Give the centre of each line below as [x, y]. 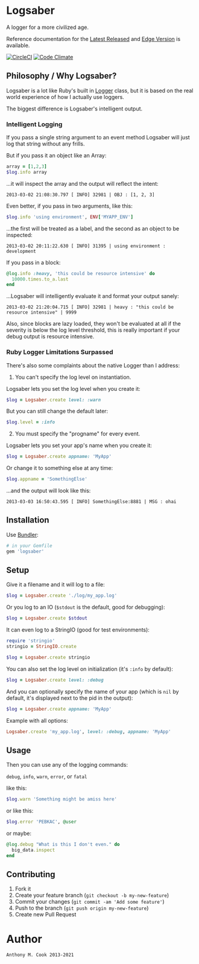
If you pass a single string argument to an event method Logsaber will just [98, 138]
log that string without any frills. [46, 144]
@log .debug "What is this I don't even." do [63, 845]
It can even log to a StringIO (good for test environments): [78, 630]
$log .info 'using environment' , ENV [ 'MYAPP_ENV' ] [70, 217]
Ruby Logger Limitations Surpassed [60, 352]
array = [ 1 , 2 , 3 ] [27, 166]
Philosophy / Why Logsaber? [62, 76]
